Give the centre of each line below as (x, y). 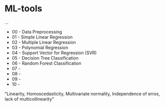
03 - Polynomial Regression (40, 47)
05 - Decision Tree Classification (45, 58)
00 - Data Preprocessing (37, 32)
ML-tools (23, 9)
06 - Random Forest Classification (46, 63)
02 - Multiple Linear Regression (44, 42)
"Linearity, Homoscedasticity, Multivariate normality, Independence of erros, (82, 94)
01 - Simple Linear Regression (42, 37)
